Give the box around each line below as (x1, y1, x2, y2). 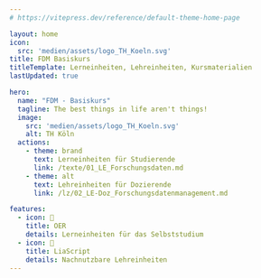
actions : (17, 138, 51, 147)
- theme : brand (25, 146, 83, 156)
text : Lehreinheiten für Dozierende (33, 180, 172, 190)
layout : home (9, 29, 59, 39)
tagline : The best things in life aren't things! (17, 105, 208, 114)
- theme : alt (25, 171, 75, 181)
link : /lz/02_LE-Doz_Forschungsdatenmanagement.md (33, 189, 228, 198)
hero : (9, 88, 30, 97)
